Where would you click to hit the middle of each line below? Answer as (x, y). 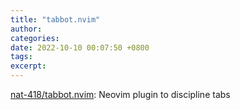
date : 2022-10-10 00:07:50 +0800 (80, 47)
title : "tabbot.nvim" (55, 19)
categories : (35, 38)
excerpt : (28, 66)
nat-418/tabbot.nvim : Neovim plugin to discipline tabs (120, 94)
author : (26, 29)
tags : (21, 57)
